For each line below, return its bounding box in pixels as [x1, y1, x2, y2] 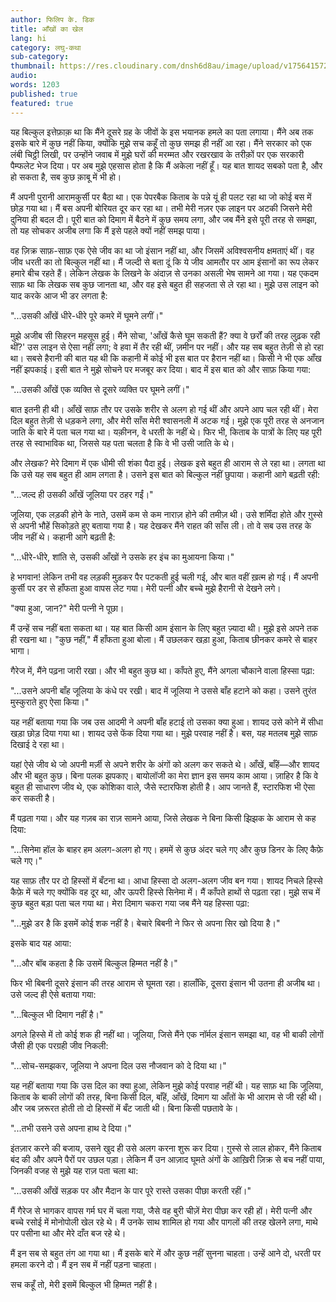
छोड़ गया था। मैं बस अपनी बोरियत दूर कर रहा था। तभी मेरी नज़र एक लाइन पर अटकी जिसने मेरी [10, 202, 313, 214]
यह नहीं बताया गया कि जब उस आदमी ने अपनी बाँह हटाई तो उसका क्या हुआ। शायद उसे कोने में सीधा [10, 716, 323, 728]
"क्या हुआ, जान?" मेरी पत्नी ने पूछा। [10, 602, 125, 614]
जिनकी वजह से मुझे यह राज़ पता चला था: [10, 1164, 139, 1176]
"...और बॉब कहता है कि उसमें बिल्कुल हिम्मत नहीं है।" [10, 957, 178, 969]
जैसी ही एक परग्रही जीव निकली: [10, 1039, 109, 1051]
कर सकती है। [10, 792, 56, 804]
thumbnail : [10, 61, 56, 71]
